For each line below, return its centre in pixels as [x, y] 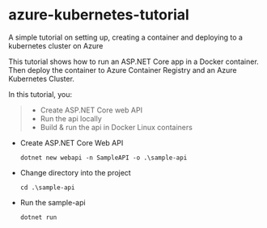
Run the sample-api [53, 202]
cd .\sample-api [47, 188]
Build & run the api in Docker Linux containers [116, 127]
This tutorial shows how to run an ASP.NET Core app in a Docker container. [133, 61]
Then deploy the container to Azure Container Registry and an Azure [123, 70]
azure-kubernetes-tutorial [99, 15]
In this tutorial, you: [40, 94]
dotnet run [38, 217]
